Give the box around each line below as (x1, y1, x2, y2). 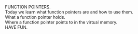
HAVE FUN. (5, 24, 28, 30)
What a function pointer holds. (5, 14, 66, 20)
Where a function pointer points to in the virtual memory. (5, 19, 118, 25)
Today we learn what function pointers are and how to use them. (5, 9, 134, 15)
